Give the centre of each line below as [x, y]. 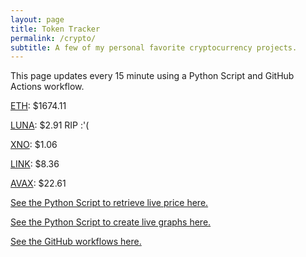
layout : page [37, 19]
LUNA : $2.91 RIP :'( [50, 125]
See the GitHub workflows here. [76, 242]
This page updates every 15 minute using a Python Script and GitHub [152, 76]
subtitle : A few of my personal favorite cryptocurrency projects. [154, 47]
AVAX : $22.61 [38, 183]
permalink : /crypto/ [53, 38]
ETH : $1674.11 [38, 106]
